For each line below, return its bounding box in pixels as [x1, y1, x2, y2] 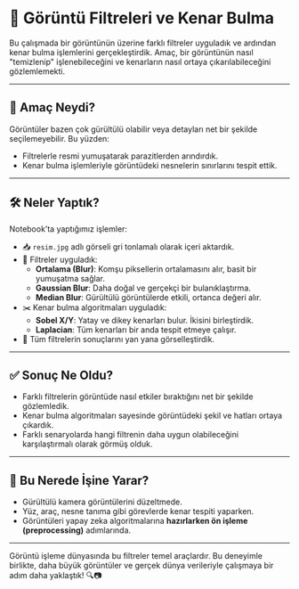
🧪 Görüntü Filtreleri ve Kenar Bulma [9, 8, 274, 29]
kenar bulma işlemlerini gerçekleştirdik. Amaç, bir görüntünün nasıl [9, 46, 254, 57]
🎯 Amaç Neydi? [9, 100, 96, 115]
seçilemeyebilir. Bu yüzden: [9, 133, 109, 143]
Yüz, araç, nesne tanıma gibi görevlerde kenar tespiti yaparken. [21, 506, 255, 517]
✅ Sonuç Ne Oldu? [9, 367, 114, 382]
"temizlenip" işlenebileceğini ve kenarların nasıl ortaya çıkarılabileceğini [9, 56, 271, 67]
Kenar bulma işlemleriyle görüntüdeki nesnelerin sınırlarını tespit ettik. [21, 160, 278, 170]
